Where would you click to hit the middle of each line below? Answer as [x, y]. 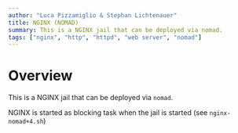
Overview [40, 76]
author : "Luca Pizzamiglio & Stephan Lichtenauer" [93, 15]
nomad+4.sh [26, 122]
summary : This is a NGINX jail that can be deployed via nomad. [115, 30]
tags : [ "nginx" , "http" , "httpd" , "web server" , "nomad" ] [105, 37]
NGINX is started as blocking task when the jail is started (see [108, 113]
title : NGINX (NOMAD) [44, 23]
